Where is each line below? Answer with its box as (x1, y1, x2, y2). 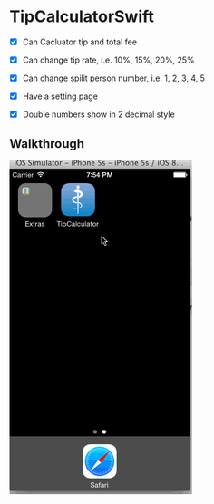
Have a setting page (22, 91, 98, 102)
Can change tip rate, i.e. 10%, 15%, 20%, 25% (22, 54, 195, 65)
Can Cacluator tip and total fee (22, 36, 138, 47)
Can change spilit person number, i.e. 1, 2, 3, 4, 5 (22, 73, 206, 83)
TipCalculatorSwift (9, 6, 154, 27)
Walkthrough (9, 136, 84, 151)
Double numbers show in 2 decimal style (22, 109, 175, 120)
